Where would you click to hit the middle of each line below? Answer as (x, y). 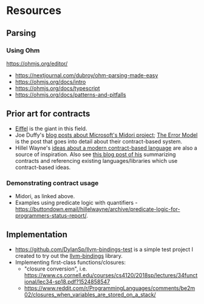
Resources (34, 11)
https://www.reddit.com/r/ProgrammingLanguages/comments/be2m (110, 288)
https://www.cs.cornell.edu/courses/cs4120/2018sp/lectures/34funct (111, 275)
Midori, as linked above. (45, 196)
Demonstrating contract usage (53, 183)
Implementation (37, 235)
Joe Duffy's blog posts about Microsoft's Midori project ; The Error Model (106, 135)
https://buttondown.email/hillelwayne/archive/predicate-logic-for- (97, 209)
